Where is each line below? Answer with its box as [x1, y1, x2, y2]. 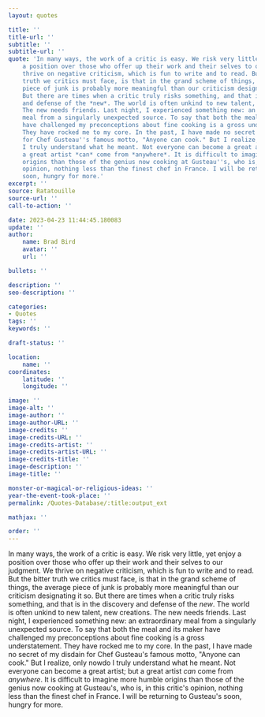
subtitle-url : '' [8, 48, 65, 56]
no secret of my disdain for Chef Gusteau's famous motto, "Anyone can [8, 650, 241, 659]
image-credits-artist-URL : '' [8, 448, 108, 456]
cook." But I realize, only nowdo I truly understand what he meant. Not [8, 658, 237, 667]
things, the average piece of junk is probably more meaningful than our [8, 583, 239, 592]
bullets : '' [8, 267, 47, 274]
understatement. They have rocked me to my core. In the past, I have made [8, 641, 252, 651]
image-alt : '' [8, 404, 55, 413]
